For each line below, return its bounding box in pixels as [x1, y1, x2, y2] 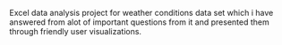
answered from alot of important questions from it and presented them [9, 17, 270, 27]
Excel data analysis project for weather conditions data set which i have [9, 8, 274, 18]
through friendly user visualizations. [9, 26, 141, 36]
